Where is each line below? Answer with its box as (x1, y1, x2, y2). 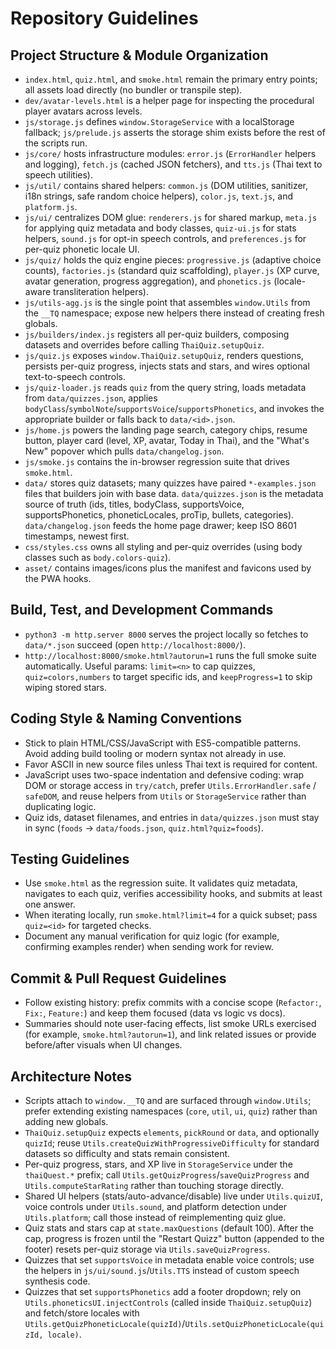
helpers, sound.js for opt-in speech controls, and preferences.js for (24, 233, 307, 244)
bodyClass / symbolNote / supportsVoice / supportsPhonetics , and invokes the (24, 403, 325, 414)
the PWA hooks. (24, 573, 92, 584)
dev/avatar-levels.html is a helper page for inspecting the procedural (24, 95, 315, 106)
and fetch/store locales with (24, 1307, 140, 1319)
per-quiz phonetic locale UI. (24, 243, 140, 255)
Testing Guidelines (10, 851, 130, 868)
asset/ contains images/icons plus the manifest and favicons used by (24, 562, 312, 574)
